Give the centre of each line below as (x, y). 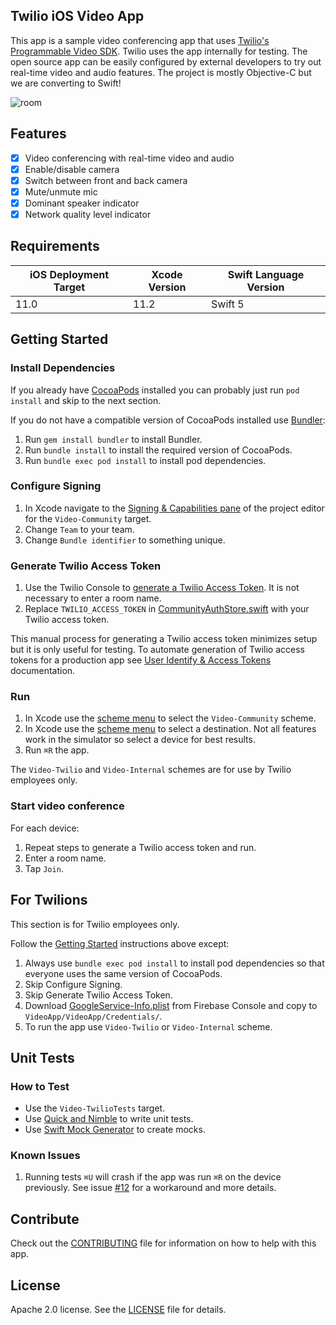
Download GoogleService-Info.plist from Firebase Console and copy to (171, 1005)
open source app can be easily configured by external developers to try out (166, 61)
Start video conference (67, 806)
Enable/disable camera (72, 169)
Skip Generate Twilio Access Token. (98, 995)
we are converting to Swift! (66, 83)
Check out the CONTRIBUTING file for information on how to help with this (163, 1243)
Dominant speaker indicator (82, 203)
